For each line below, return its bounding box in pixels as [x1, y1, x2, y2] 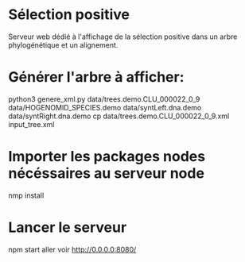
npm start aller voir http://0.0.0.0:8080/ [8, 245, 137, 254]
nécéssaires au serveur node [8, 164, 205, 183]
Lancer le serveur [8, 218, 127, 236]
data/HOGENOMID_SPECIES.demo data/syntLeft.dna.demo [8, 102, 202, 112]
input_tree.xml [8, 119, 55, 129]
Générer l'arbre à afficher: [8, 68, 185, 87]
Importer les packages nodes [8, 148, 205, 166]
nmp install [8, 191, 45, 200]
